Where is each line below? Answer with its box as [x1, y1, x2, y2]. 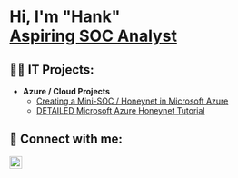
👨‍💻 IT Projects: [9, 62, 94, 77]
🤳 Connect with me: [9, 132, 123, 147]
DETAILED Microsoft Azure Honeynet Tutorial [35, 105, 205, 115]
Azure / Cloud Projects [22, 86, 111, 96]
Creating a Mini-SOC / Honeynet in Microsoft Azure [35, 95, 229, 106]
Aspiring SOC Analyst [9, 25, 177, 46]
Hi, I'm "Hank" [9, 6, 121, 27]
